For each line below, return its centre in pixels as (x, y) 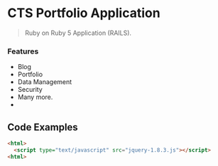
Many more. (35, 97)
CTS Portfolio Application (84, 13)
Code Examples (43, 127)
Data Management (45, 82)
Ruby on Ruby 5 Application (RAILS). (78, 33)
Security (30, 90)
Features (23, 51)
